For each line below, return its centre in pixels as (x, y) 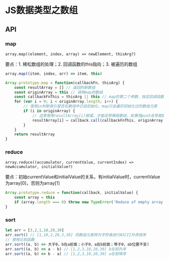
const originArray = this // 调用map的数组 (59, 92)
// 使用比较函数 (20, 240)
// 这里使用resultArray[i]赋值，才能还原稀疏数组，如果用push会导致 (97, 116)
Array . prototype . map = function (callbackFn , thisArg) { (65, 83)
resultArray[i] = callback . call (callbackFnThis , (84, 120)
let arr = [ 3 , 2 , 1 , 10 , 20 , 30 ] (35, 230)
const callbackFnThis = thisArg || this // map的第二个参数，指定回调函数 (89, 97)
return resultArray (35, 134)
